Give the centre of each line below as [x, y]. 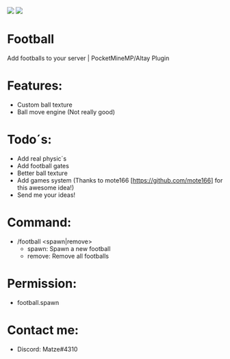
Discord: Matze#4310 [47, 349]
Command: [39, 222]
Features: [35, 86]
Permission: [42, 283]
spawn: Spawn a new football [69, 248]
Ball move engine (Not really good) [66, 111]
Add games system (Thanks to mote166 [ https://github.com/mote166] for [120, 180]
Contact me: [43, 330]
